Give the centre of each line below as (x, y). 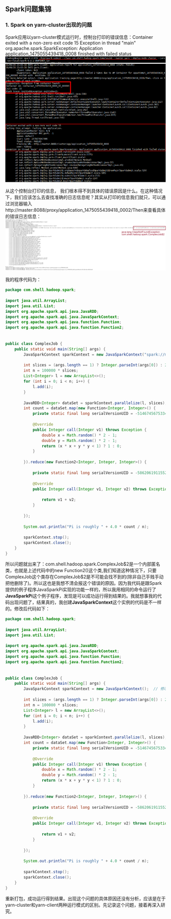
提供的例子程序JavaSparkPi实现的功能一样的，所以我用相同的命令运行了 (81, 589)
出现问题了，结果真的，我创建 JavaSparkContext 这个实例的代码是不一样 (85, 602)
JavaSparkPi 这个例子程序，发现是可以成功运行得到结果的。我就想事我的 (81, 595)
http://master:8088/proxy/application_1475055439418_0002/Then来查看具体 (85, 210)
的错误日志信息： (23, 216)
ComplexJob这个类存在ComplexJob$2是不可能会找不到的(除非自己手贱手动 (84, 577)
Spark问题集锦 (28, 9)
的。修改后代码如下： (27, 608)
